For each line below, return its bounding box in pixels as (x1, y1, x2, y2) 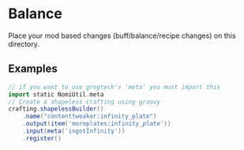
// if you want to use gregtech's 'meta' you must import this (8, 83, 221, 91)
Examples (8, 62, 58, 76)
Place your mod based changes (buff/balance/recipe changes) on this (8, 31, 236, 40)
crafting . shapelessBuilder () (8, 105, 104, 113)
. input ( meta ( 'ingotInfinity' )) (22, 127, 126, 135)
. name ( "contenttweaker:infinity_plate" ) (22, 112, 157, 121)
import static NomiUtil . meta (8, 90, 104, 99)
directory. (8, 39, 39, 48)
